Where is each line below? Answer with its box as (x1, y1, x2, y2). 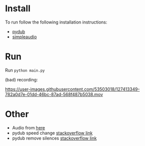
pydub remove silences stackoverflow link (12, 135, 97, 141)
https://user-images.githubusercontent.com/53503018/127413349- (5, 86, 140, 92)
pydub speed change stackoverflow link (12, 130, 93, 136)
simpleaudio (12, 34, 37, 40)
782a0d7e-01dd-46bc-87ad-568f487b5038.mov (5, 91, 104, 97)
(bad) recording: (5, 76, 38, 82)
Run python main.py (5, 67, 45, 73)
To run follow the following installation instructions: (5, 19, 107, 25)
